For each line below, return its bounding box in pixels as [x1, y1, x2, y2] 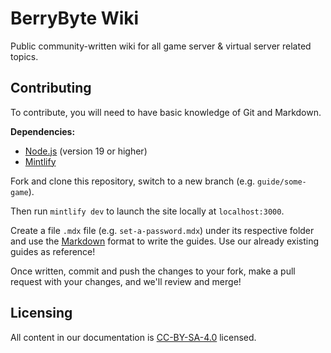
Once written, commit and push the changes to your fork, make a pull [10, 265, 296, 277]
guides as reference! [10, 245, 96, 257]
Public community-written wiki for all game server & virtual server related [10, 40, 312, 52]
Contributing [10, 80, 92, 97]
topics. [10, 50, 39, 62]
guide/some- [257, 177, 307, 187]
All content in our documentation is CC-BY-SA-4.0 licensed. [10, 331, 257, 343]
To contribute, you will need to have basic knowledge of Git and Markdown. [10, 106, 322, 118]
